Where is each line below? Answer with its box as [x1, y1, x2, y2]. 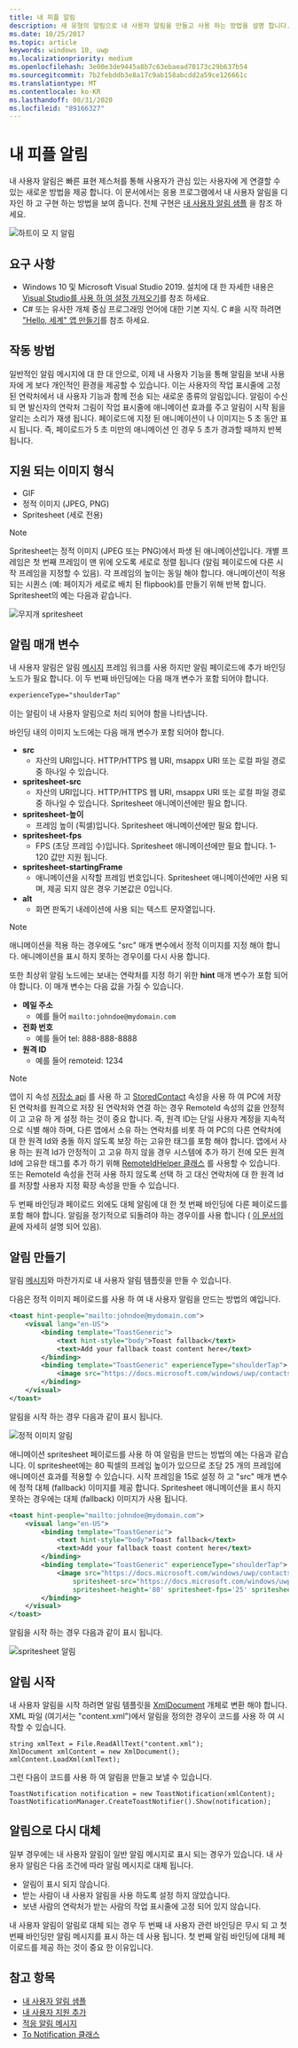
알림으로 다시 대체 [9, 1824, 101, 1839]
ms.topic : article [9, 37, 77, 47]
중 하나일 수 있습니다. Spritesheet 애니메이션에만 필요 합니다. [35, 798, 248, 808]
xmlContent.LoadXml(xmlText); [9, 1754, 122, 1764]
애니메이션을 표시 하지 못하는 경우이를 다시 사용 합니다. [20, 951, 210, 962]
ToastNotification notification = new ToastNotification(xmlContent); [9, 1789, 276, 1798]
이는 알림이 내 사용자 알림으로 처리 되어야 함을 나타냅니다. [9, 708, 208, 719]
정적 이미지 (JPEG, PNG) [21, 498, 109, 508]
